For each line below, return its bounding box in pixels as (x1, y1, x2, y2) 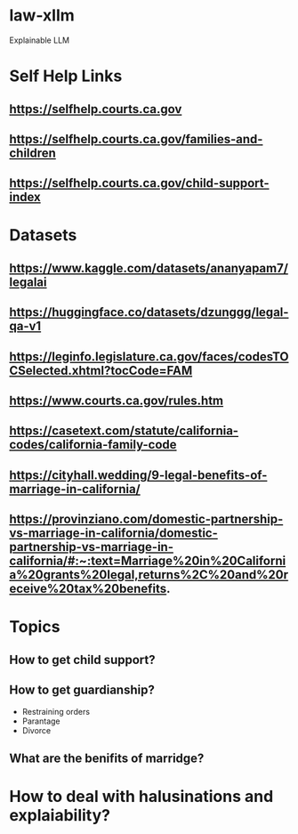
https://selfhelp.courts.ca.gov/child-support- (9, 175, 270, 191)
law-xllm (9, 5, 76, 26)
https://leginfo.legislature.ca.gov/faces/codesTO (9, 349, 289, 364)
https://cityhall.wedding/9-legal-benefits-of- (9, 467, 268, 482)
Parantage (21, 716, 60, 726)
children (9, 145, 56, 160)
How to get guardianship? (9, 683, 156, 698)
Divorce (21, 725, 52, 735)
